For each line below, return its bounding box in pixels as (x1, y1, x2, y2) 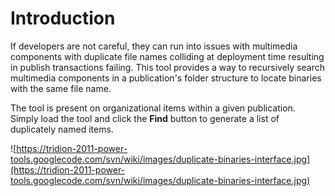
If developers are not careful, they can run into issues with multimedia (10, 40, 298, 52)
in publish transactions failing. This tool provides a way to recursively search (10, 61, 325, 73)
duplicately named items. (10, 123, 114, 135)
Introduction (10, 7, 116, 30)
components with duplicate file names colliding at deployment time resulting (10, 50, 325, 62)
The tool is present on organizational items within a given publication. (10, 102, 296, 114)
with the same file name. (10, 82, 112, 94)
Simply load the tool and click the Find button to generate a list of (10, 112, 280, 124)
